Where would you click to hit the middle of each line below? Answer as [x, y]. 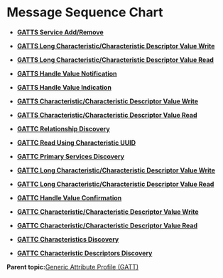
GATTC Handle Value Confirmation [69, 197]
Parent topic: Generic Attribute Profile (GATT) [73, 267]
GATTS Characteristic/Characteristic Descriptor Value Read [107, 115]
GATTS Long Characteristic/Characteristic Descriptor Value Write [116, 46]
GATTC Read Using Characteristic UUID [76, 143]
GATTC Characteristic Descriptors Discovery [85, 253]
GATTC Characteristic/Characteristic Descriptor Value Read [107, 225]
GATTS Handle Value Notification [67, 73]
